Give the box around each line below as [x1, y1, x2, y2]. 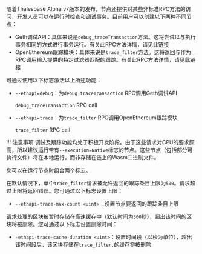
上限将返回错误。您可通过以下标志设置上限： [11, 187, 123, 194]
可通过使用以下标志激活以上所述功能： [6, 76, 102, 84]
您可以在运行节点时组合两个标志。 [6, 167, 91, 174]
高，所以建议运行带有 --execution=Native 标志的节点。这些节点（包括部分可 [6, 146, 193, 153]
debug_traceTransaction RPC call [15, 102, 98, 109]
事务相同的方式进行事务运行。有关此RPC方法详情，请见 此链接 [15, 41, 169, 48]
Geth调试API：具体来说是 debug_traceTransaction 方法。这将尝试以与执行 [15, 33, 197, 41]
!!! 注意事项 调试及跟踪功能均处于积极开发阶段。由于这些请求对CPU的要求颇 [6, 139, 195, 145]
